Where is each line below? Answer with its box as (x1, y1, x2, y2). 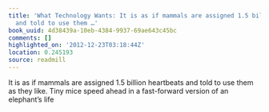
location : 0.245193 (8, 48, 74, 56)
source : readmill (8, 56, 66, 64)
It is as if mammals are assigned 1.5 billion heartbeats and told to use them (8, 77, 254, 87)
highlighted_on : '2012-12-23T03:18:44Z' (8, 41, 146, 49)
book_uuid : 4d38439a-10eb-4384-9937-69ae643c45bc (8, 26, 178, 34)
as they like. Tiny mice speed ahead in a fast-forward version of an (8, 86, 229, 95)
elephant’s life (8, 95, 54, 104)
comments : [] (8, 33, 52, 42)
